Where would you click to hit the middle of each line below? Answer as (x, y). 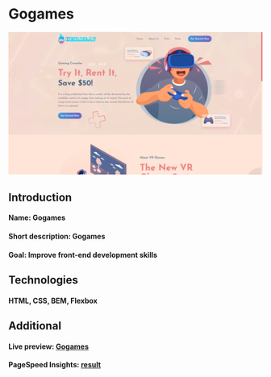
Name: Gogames (37, 217)
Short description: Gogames (57, 236)
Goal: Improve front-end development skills (83, 255)
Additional (35, 326)
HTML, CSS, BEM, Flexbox (53, 300)
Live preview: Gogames (49, 346)
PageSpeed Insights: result (55, 365)
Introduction (40, 197)
